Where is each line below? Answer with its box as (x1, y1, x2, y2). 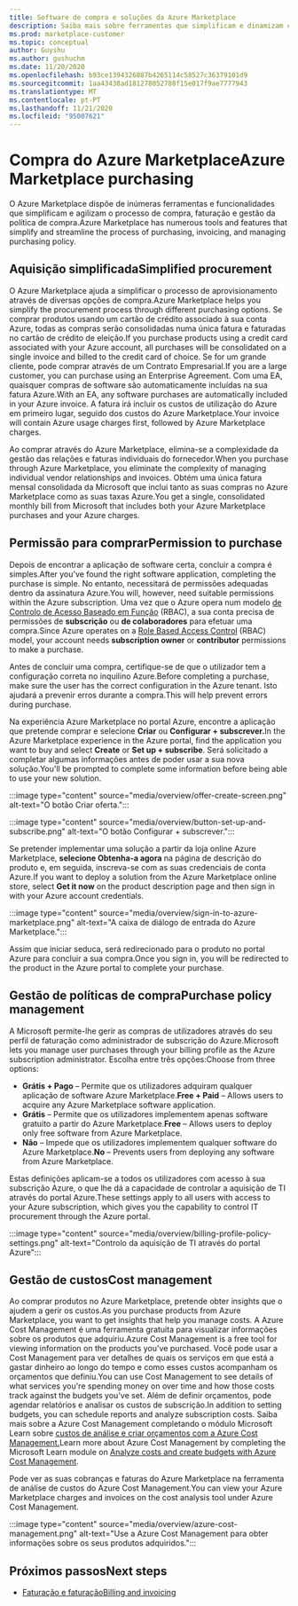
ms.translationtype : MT (9, 87, 98, 96)
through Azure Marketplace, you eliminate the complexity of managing (9, 462, 267, 473)
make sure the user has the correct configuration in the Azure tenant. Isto (9, 680, 278, 690)
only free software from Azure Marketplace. (21, 1128, 183, 1138)
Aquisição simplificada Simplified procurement (9, 262, 272, 277)
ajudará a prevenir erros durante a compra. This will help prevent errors (9, 689, 268, 700)
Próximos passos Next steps (9, 1563, 168, 1578)
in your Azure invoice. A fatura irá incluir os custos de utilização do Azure (9, 398, 278, 409)
